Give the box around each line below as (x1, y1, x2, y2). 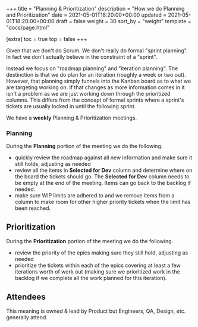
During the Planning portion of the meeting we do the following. (6, 143, 163, 150)
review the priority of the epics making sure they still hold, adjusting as (14, 249, 188, 256)
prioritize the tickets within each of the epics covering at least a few (14, 262, 181, 269)
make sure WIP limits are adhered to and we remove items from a (14, 192, 175, 199)
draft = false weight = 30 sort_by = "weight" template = (55, 18, 191, 24)
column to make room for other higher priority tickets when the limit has (14, 199, 191, 206)
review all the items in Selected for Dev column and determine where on (14, 166, 193, 174)
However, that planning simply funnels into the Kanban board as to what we (6, 77, 191, 84)
